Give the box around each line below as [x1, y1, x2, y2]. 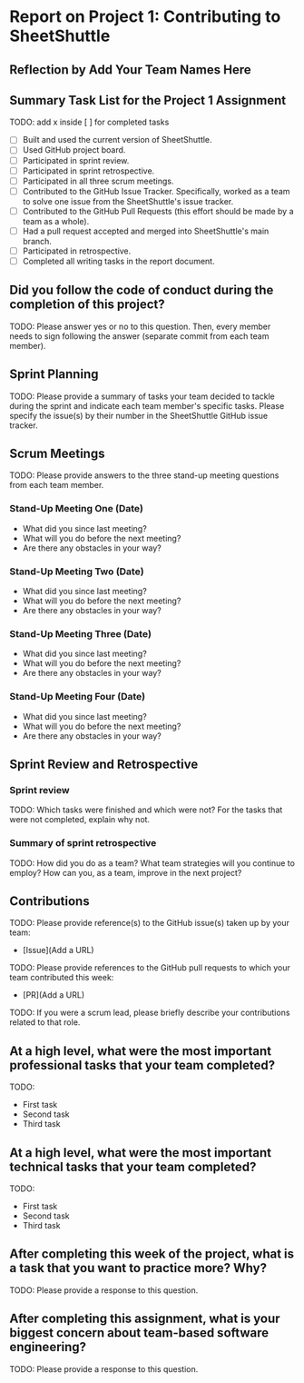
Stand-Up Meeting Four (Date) [9, 691, 146, 703]
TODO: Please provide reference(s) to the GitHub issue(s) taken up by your [9, 918, 290, 929]
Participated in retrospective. [22, 245, 132, 256]
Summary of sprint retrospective [9, 837, 157, 850]
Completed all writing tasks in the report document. [22, 255, 215, 266]
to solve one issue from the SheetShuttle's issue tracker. [22, 195, 234, 206]
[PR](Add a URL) [22, 990, 85, 1000]
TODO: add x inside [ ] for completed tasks [9, 116, 170, 128]
